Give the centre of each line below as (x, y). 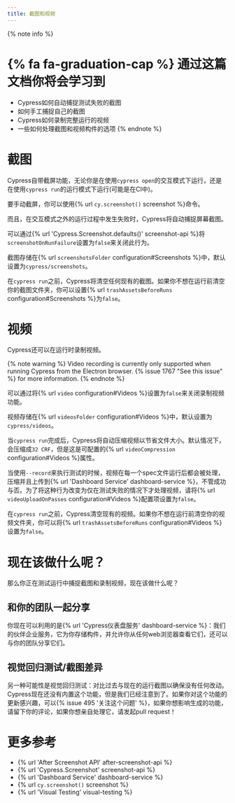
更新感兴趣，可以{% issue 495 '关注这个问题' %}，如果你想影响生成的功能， (117, 703)
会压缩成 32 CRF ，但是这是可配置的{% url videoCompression (92, 449)
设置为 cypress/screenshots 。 (50, 266)
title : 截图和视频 (31, 14)
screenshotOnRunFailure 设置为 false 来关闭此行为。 (80, 242)
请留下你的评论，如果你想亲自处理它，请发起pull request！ (92, 712)
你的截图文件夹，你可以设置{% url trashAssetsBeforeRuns (90, 289)
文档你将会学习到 (57, 82)
